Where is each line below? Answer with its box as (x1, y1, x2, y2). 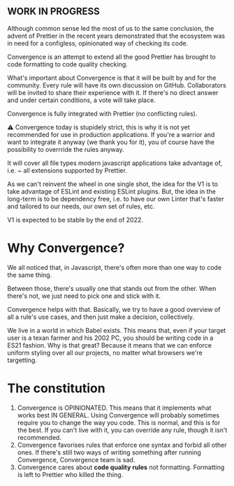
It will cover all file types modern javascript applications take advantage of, (7, 159, 222, 167)
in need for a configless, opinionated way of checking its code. (7, 38, 189, 48)
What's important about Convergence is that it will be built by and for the (7, 73, 217, 82)
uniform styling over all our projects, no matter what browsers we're (7, 348, 203, 357)
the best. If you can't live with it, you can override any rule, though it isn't (17, 426, 228, 434)
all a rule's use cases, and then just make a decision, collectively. (7, 313, 194, 321)
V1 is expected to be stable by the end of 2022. (7, 215, 143, 224)
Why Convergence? (7, 241, 125, 256)
